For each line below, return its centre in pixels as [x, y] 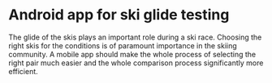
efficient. [23, 71]
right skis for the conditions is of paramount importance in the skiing [123, 45]
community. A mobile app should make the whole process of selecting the [132, 54]
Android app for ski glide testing [119, 15]
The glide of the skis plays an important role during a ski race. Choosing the [135, 37]
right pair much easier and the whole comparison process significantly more [136, 63]
